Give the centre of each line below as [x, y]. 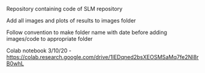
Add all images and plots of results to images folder [71, 20]
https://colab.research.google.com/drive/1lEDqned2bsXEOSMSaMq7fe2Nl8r [102, 57]
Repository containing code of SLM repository [65, 9]
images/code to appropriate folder [50, 39]
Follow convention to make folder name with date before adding [87, 32]
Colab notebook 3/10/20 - [39, 50]
